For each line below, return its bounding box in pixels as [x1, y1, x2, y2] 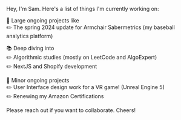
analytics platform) [6, 33, 53, 39]
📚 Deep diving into [6, 45, 54, 52]
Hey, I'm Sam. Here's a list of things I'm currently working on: [6, 5, 159, 12]
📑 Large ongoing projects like [6, 17, 80, 24]
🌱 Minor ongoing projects [6, 77, 70, 84]
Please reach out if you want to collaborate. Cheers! [6, 107, 136, 114]
